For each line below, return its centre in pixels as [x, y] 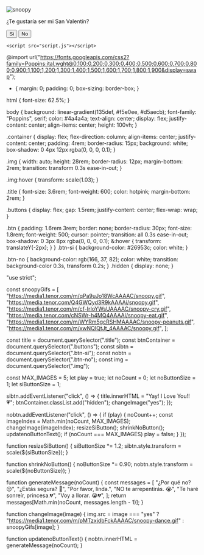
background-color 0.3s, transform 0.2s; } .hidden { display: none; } [90, 266]
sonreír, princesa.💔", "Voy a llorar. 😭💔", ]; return [66, 495]
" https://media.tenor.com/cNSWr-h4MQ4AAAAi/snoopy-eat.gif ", [87, 315]
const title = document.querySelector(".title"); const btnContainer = [91, 340]
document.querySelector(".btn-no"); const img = [68, 359]
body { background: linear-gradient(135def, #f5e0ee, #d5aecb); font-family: [101, 112]
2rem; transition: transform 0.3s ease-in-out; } [64, 168]
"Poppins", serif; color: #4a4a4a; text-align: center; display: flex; [87, 118]
